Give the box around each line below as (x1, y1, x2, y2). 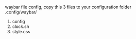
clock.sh (12, 24, 29, 29)
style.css (12, 29, 31, 34)
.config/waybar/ (5, 9, 37, 15)
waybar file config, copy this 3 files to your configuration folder (5, 4, 132, 10)
